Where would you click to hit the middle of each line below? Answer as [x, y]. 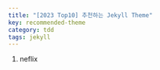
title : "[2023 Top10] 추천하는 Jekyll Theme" [80, 15]
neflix [28, 59]
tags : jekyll [29, 37]
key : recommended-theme [47, 23]
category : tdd [31, 30]
